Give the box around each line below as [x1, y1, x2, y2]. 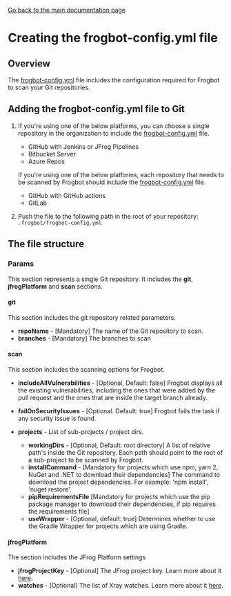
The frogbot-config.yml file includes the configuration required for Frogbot [8, 76, 220, 84]
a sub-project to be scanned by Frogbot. [28, 455, 143, 464]
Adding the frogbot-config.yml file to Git [8, 103, 185, 115]
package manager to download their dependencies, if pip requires [28, 500, 217, 508]
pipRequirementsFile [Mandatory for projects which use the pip [28, 492, 210, 500]
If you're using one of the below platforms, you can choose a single [17, 121, 210, 130]
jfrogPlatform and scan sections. [8, 282, 103, 290]
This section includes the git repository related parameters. [8, 313, 177, 321]
